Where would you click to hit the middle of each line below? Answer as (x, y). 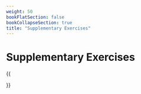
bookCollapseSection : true (39, 22)
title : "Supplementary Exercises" (49, 28)
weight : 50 (19, 12)
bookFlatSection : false (35, 17)
